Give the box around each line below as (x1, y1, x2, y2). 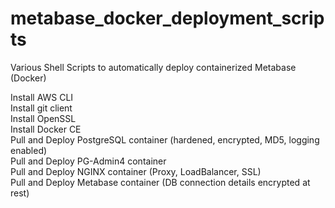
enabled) (10, 144, 48, 156)
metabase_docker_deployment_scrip (10, 7, 325, 30)
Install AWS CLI (10, 91, 74, 103)
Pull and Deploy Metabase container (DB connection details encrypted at (10, 176, 311, 188)
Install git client (10, 102, 73, 114)
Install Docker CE (10, 123, 82, 135)
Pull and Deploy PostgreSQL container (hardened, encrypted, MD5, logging (10, 133, 320, 146)
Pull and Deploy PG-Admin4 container (10, 155, 167, 167)
